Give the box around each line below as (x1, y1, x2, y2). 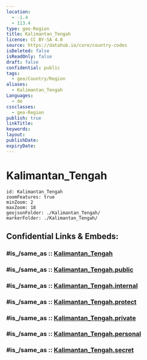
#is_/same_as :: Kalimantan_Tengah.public (6, 265, 134, 273)
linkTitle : (6, 121, 34, 127)
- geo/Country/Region (11, 76, 66, 82)
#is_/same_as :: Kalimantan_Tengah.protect (6, 297, 137, 306)
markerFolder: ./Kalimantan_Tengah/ (6, 215, 98, 221)
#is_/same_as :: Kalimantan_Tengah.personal (6, 330, 142, 338)
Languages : (6, 93, 34, 99)
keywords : (6, 126, 31, 132)
